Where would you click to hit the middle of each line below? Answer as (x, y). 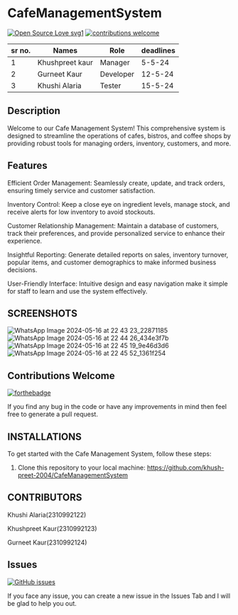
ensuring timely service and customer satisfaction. (81, 190)
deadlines (158, 50)
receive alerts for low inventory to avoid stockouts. (81, 212)
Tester (110, 86)
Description (34, 111)
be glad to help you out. (42, 603)
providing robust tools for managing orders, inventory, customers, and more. (119, 143)
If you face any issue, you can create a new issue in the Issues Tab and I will (119, 596)
